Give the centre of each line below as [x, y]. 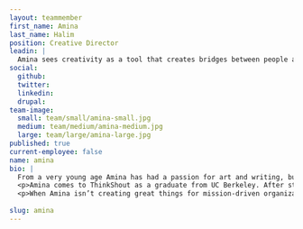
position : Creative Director [64, 43]
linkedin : [36, 93]
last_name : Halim [42, 34]
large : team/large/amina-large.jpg [84, 135]
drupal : [32, 101]
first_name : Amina [44, 26]
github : [32, 77]
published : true [40, 143]
